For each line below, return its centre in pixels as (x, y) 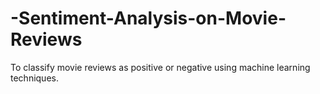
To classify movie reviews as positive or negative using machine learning (160, 67)
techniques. (34, 78)
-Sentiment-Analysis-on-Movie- (148, 18)
